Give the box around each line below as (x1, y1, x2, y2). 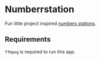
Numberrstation (5, 4, 75, 15)
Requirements (5, 35, 51, 44)
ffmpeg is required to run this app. (5, 48, 75, 54)
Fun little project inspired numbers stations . (5, 20, 96, 26)
